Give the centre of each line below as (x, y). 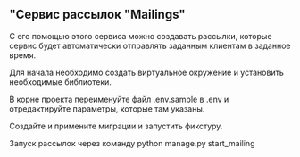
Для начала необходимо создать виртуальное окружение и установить (146, 72)
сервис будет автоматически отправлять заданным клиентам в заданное (150, 45)
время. (23, 55)
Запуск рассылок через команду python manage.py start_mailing (132, 143)
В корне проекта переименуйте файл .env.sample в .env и (119, 99)
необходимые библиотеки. (60, 82)
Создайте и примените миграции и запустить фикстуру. (116, 126)
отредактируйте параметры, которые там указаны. (107, 108)
